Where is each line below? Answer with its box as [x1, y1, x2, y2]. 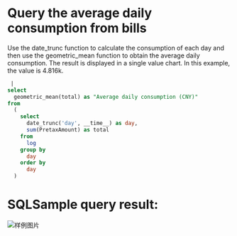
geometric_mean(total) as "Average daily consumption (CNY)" [13, 93, 199, 100]
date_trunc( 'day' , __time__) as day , [26, 119, 138, 127]
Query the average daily [7, 5, 153, 21]
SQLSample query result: [7, 197, 158, 213]
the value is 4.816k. [7, 66, 64, 75]
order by [20, 159, 46, 166]
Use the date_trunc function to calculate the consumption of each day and [7, 43, 225, 52]
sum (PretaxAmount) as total [26, 127, 110, 134]
